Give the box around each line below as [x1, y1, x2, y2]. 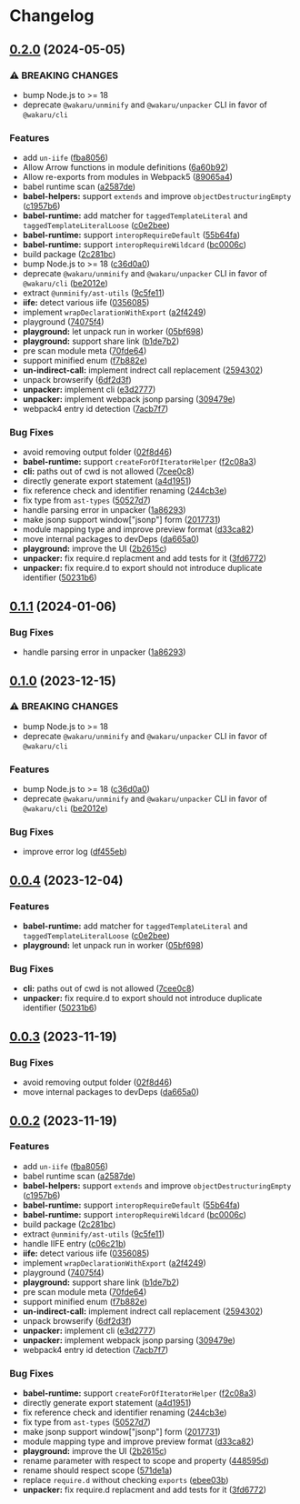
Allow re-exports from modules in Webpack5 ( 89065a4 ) [22, 172, 234, 183]
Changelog [9, 5, 95, 26]
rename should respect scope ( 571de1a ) [22, 1465, 173, 1476]
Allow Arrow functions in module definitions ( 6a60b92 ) [22, 162, 229, 173]
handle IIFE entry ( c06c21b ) [22, 1238, 126, 1248]
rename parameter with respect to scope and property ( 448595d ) [22, 1456, 270, 1467]
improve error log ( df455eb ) [22, 847, 127, 857]
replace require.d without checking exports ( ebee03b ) [22, 1475, 229, 1486]
